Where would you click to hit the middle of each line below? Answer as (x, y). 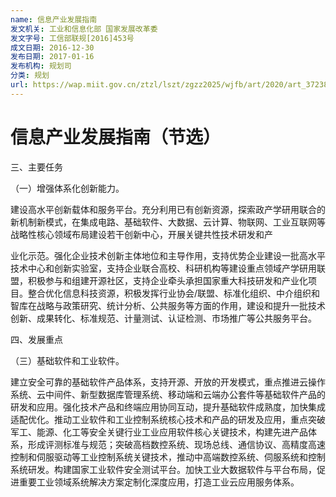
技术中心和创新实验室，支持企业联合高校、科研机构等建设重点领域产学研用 (163, 268)
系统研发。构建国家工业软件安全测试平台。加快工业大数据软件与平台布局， (163, 469)
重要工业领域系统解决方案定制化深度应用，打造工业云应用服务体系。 (159, 482)
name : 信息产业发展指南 (54, 19)
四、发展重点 (36, 339)
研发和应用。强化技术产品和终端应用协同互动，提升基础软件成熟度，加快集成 (168, 407)
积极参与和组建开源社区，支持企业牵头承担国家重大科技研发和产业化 (167, 280)
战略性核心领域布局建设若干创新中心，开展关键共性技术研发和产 (141, 234)
